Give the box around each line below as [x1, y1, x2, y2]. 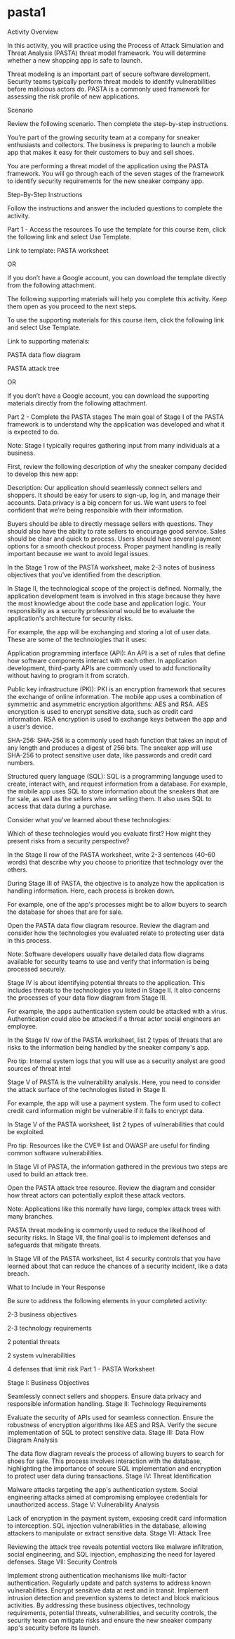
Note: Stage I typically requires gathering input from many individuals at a [7, 441, 220, 449]
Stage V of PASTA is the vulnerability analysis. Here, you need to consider [7, 1078, 221, 1086]
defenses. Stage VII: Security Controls [7, 1557, 118, 1566]
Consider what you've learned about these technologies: [7, 815, 171, 824]
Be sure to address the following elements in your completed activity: [7, 1296, 208, 1305]
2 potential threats [7, 1337, 60, 1345]
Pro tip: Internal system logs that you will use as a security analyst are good [7, 1057, 226, 1065]
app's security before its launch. [7, 1624, 100, 1632]
